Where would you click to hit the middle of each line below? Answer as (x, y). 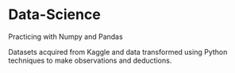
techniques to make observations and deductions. (90, 60)
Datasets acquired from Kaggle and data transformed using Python (118, 52)
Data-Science (54, 15)
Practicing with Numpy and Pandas (65, 36)
